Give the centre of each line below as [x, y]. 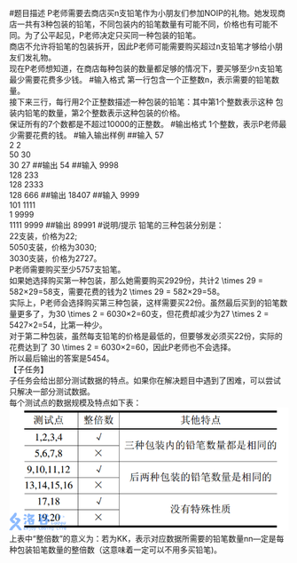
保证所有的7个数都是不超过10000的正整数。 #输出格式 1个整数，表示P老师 [144, 124]
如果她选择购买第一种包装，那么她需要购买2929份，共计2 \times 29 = [137, 281]
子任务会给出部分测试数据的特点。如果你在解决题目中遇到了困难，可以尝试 [145, 381]
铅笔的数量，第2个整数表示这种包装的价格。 [105, 113]
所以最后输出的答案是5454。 [62, 358]
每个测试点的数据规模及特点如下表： [75, 403]
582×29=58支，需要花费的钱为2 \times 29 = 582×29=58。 [117, 292]
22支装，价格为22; [43, 236]
